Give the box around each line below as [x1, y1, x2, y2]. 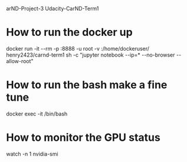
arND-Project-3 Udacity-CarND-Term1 [6, 5, 99, 12]
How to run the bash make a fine [6, 78, 168, 92]
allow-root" [6, 57, 34, 64]
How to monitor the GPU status [6, 131, 160, 144]
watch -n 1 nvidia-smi [6, 150, 58, 157]
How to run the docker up [6, 26, 133, 39]
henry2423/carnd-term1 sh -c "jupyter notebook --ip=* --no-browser [6, 51, 175, 58]
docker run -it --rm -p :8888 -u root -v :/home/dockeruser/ [6, 45, 149, 52]
